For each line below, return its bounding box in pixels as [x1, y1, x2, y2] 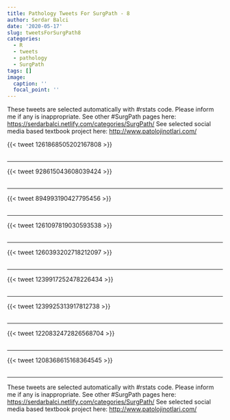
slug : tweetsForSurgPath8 [7, 29, 81, 36]
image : [7, 73, 26, 81]
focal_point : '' [13, 86, 60, 93]
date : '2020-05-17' [7, 23, 63, 29]
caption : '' [13, 80, 48, 87]
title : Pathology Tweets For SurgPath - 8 [7, 10, 130, 17]
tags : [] [7, 67, 32, 74]
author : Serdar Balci [7, 16, 69, 23]
